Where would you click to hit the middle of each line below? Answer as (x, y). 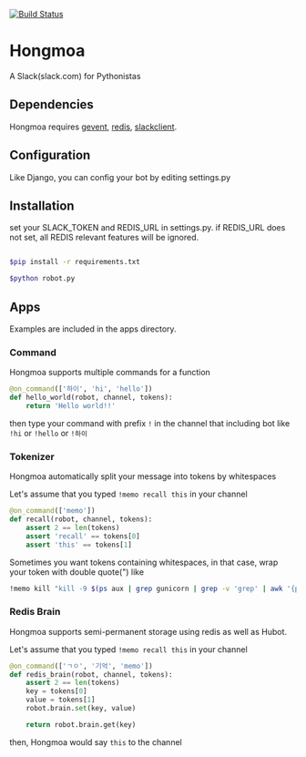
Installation (42, 205)
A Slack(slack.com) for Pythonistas (75, 76)
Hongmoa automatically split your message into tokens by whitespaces (143, 476)
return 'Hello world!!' (71, 405)
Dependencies (51, 105)
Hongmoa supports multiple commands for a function (110, 373)
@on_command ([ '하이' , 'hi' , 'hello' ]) (81, 389)
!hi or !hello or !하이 (49, 433)
